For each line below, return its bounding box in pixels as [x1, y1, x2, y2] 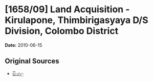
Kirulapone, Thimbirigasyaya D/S [5, 14, 149, 26]
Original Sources [5, 57, 59, 66]
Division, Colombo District [5, 25, 119, 37]
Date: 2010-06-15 [5, 42, 42, 48]
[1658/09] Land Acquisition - [5, 4, 130, 15]
